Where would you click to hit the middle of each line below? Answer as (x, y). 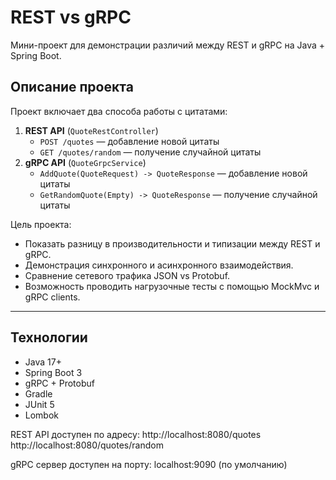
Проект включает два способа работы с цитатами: (119, 111)
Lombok (42, 415)
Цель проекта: (41, 224)
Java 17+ (43, 362)
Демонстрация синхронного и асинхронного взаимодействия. (159, 265)
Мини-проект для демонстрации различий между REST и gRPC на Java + (168, 45)
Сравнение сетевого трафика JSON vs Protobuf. (127, 275)
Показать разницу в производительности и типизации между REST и (172, 243)
